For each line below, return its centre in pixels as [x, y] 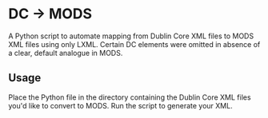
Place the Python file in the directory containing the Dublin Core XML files [130, 97]
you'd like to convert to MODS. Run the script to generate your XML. [121, 105]
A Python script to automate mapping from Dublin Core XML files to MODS [131, 36]
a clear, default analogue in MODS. [66, 53]
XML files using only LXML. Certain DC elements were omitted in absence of [134, 44]
